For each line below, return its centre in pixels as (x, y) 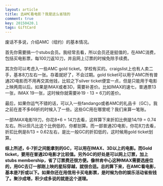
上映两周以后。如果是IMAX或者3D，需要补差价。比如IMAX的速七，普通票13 (81, 87)
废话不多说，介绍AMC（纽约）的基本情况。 (48, 42)
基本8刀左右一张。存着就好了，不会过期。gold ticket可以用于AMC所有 (84, 75)
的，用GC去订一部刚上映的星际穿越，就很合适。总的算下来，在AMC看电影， (81, 167)
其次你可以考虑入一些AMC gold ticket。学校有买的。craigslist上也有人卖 (77, 69)
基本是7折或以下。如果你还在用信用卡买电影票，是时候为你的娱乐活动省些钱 (81, 172)
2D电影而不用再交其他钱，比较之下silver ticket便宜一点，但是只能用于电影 (83, 81)
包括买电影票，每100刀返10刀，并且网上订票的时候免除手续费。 (68, 58)
